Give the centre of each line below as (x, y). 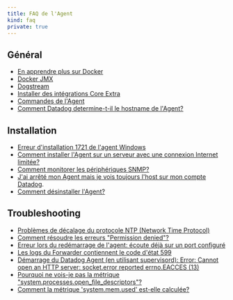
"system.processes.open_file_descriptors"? (80, 282)
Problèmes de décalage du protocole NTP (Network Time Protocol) (113, 230)
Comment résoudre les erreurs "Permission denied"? (93, 237)
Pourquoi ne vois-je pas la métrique (68, 274)
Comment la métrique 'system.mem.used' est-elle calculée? (103, 289)
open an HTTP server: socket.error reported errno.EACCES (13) (108, 267)
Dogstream (33, 86)
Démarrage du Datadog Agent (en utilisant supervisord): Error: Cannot (118, 260)
